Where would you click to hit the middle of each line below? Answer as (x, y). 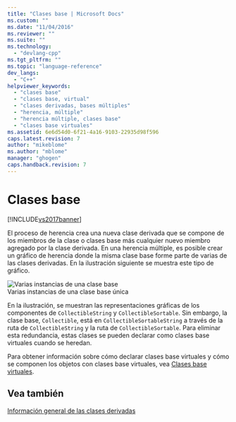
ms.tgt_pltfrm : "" (34, 60)
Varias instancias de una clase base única (68, 291)
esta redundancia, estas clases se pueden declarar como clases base (108, 335)
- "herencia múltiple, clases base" (67, 119)
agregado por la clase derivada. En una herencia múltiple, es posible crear (115, 248)
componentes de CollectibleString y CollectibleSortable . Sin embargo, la (117, 313)
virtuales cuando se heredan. (50, 342)
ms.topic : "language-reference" (55, 66)
